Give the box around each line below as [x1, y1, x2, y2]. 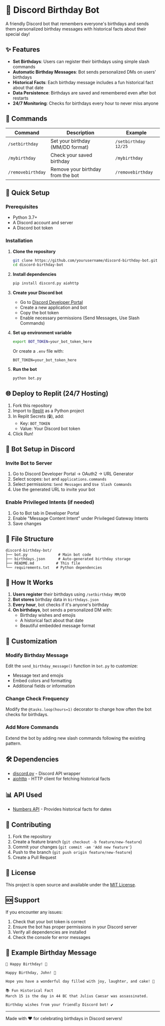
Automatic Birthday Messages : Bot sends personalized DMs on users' [12, 69, 156, 75]
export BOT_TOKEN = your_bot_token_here [12, 339, 92, 344]
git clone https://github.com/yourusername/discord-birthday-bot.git [12, 258, 158, 263]
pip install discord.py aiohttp [12, 281, 79, 286]
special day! [5, 31, 30, 37]
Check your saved [50, 151, 93, 158]
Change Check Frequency [5, 695, 69, 702]
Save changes [12, 520, 42, 526]
